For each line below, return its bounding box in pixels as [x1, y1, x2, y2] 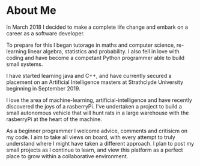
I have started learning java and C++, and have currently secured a [6, 72, 172, 79]
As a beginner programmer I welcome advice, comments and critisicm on [6, 127, 188, 134]
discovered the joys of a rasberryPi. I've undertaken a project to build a [6, 102, 182, 110]
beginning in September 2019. [6, 84, 80, 92]
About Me [6, 4, 56, 17]
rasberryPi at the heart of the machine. [6, 115, 102, 123]
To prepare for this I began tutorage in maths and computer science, [6, 41, 175, 49]
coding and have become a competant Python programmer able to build [6, 54, 185, 61]
